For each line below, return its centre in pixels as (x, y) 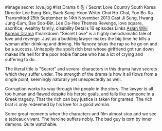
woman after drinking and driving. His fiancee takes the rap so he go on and (81, 44)
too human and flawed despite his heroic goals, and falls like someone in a (80, 94)
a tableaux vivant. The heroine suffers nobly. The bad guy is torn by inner (79, 119)
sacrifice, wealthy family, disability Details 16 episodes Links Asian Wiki (76, 28)
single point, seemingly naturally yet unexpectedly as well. (63, 79)
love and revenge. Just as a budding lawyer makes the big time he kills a (78, 39)
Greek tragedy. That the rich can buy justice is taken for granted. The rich (79, 99)
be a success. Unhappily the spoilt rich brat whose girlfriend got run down (80, 49)
